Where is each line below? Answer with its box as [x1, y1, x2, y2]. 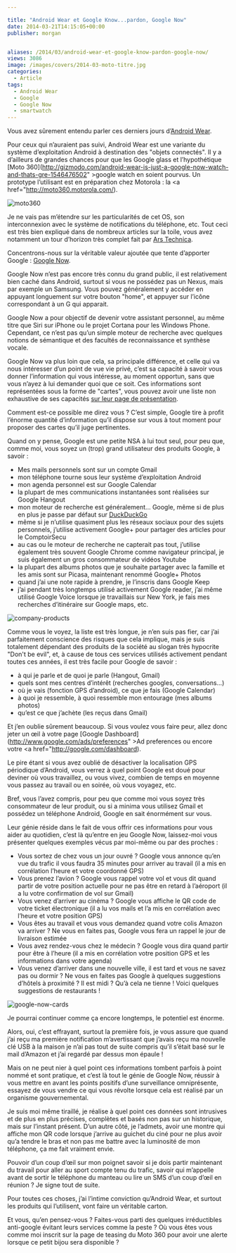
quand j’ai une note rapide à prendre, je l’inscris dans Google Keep [17, 578, 210, 586]
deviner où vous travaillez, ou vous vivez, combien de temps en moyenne [7, 773, 220, 782]
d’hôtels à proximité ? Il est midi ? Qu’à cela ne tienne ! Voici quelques [17, 979, 219, 987]
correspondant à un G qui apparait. [7, 300, 109, 309]
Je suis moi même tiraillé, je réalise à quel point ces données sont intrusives [7, 1107, 227, 1116]
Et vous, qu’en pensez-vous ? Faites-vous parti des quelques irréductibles [7, 1216, 223, 1224]
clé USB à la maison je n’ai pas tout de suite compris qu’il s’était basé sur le [7, 1042, 225, 1051]
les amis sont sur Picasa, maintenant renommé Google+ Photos [17, 570, 202, 579]
